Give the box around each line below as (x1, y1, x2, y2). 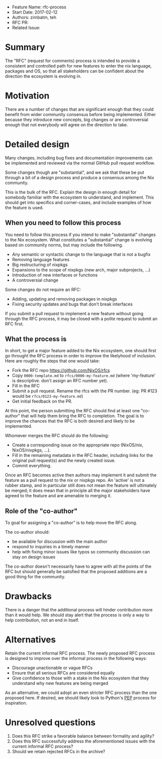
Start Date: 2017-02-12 (12, 9, 58, 15)
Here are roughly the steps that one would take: (5, 358, 100, 364)
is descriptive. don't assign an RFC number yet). (12, 378, 108, 384)
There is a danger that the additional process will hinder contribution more (5, 607, 153, 613)
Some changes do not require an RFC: (5, 287, 81, 292)
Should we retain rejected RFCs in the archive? (12, 749, 105, 755)
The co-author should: (5, 529, 50, 535)
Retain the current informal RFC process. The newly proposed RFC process (5, 650, 155, 656)
